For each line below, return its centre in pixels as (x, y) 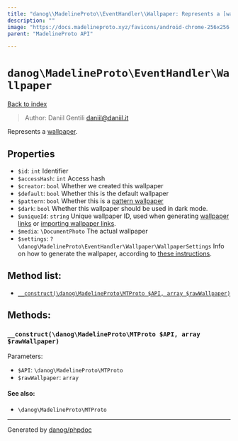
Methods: (29, 315)
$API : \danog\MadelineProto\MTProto (70, 370)
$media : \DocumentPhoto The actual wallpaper (83, 231)
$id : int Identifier (43, 171)
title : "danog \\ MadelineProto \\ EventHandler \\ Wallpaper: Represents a (114, 14)
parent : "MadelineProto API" (50, 34)
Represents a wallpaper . (42, 132)
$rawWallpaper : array (48, 377)
